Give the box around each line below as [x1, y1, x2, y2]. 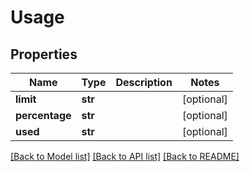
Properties [10, 46, 78, 63]
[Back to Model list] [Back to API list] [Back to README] [10, 151, 240, 162]
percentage [15, 109, 72, 122]
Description [115, 76, 173, 89]
